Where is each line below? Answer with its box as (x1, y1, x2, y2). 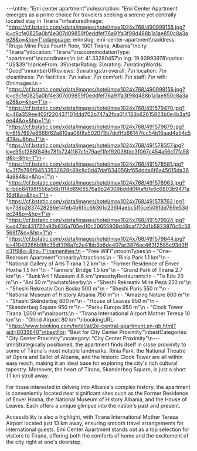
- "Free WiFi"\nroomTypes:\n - (81, 248, 155, 254)
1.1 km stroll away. (6, 372, 49, 379)
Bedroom (6, 254, 28, 261)
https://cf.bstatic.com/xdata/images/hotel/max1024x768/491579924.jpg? (8, 217, 185, 223)
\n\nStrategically (6, 341, 46, 348)
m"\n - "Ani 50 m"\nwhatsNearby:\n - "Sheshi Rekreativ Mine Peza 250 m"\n (6, 279, 191, 286)
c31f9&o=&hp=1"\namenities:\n (6, 248, 81, 254)
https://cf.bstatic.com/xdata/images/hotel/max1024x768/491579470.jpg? (8, 105, 185, 111)
